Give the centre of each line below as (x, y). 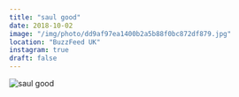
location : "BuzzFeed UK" (55, 42)
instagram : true (39, 50)
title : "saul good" (45, 17)
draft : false (33, 58)
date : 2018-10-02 (41, 26)
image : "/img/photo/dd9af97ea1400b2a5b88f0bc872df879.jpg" (120, 34)
